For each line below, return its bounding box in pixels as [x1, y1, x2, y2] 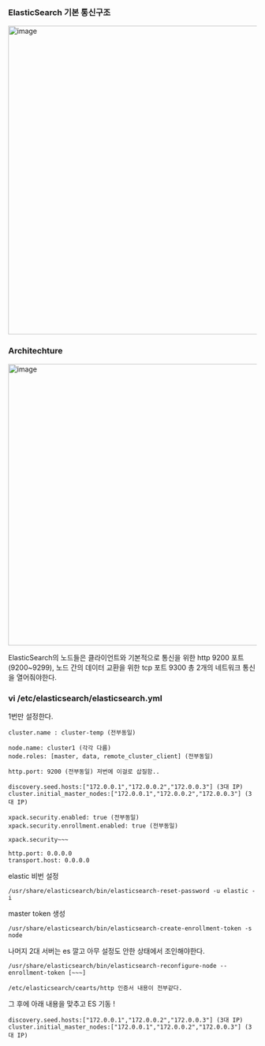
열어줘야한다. [16, 672, 58, 682]
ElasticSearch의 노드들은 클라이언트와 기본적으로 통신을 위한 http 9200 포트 [8, 652, 244, 662]
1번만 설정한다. [8, 712, 54, 721]
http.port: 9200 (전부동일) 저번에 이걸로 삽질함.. [8, 768, 160, 775]
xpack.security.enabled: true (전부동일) [8, 813, 140, 821]
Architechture [8, 346, 63, 357]
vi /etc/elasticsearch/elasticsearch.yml [8, 693, 163, 704]
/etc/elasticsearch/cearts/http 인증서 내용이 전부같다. [8, 984, 183, 992]
